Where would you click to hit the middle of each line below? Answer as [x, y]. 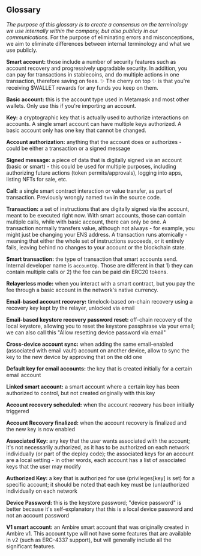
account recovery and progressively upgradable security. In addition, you [97, 68]
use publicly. [22, 50]
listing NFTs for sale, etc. [37, 179]
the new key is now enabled [41, 429]
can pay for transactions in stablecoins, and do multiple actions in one [93, 74]
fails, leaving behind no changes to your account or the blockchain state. [96, 247]
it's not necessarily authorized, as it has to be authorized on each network [98, 447]
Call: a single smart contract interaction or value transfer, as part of [89, 191]
